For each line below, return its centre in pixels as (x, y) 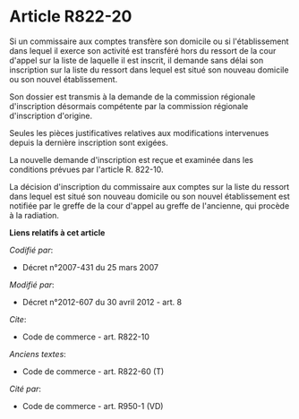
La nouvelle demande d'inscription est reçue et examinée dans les (131, 159)
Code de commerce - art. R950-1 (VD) (93, 406)
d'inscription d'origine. (51, 115)
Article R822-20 (71, 17)
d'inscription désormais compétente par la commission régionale (129, 106)
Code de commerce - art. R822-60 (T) (93, 371)
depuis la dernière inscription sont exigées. (89, 142)
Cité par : (26, 389)
